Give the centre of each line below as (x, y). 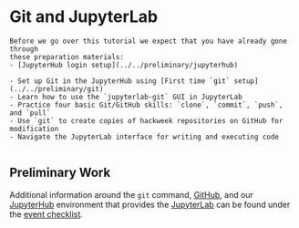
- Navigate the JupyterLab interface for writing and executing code (144, 137)
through (24, 49)
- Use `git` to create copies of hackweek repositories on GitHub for (146, 120)
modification (34, 129)
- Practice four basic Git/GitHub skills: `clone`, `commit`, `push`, (146, 105)
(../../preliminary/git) (57, 88)
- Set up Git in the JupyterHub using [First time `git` (120, 81)
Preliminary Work (60, 173)
